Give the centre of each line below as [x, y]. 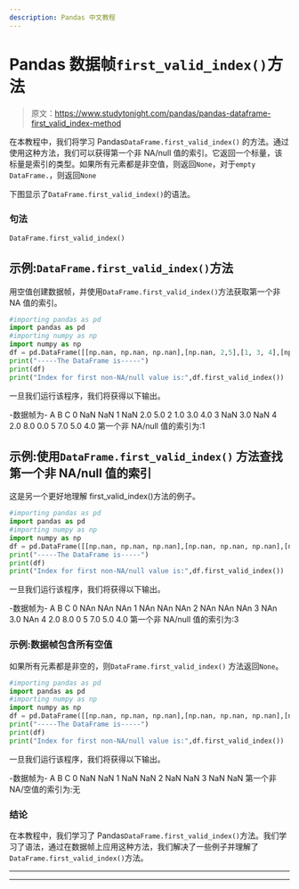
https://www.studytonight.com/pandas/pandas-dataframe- [163, 113]
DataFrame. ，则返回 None [53, 175]
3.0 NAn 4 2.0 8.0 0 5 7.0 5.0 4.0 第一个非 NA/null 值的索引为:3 [124, 620]
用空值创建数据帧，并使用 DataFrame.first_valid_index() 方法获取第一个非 [145, 292]
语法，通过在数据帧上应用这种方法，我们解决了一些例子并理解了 [141, 846]
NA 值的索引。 [36, 302]
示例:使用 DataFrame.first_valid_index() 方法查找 [146, 456]
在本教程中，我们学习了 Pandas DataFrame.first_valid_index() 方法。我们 [144, 835]
